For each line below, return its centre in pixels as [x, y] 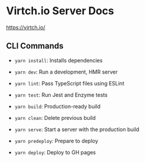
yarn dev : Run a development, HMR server [66, 72]
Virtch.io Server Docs [60, 11]
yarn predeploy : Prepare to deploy [56, 141]
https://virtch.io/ [26, 27]
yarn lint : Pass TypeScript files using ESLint [70, 83]
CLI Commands [35, 46]
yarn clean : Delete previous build [55, 117]
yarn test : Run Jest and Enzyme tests [61, 95]
